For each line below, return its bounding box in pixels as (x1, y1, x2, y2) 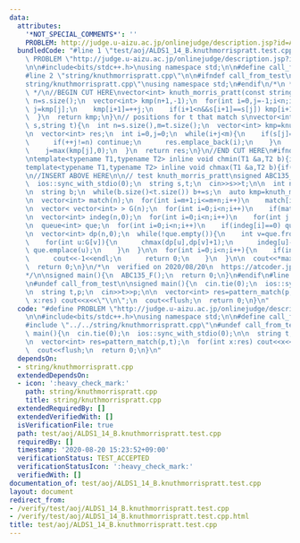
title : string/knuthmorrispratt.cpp (25, 395, 162, 405)
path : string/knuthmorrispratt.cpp (25, 387, 158, 396)
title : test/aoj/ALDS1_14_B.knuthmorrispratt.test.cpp (9, 521, 218, 530)
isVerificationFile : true (17, 420, 114, 429)
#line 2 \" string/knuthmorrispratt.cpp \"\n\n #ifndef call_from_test (25, 72, 286, 81)
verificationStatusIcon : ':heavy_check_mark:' (17, 462, 194, 471)
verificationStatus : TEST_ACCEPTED (17, 454, 150, 463)
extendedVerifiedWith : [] (17, 412, 114, 421)
